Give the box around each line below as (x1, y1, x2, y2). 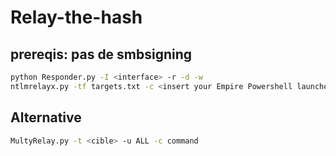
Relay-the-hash (10, 6, 143, 29)
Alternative (10, 109, 82, 126)
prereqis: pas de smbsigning (10, 46, 193, 63)
